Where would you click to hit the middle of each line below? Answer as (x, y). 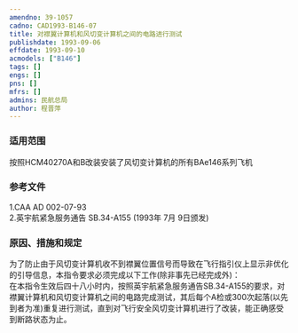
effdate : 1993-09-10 (47, 51)
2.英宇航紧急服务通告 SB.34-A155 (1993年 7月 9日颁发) (109, 218)
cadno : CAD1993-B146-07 (53, 26)
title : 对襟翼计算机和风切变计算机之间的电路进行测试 (96, 34)
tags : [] (25, 67)
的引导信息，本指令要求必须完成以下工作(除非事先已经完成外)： (125, 275)
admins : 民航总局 (39, 100)
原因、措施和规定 (46, 242)
